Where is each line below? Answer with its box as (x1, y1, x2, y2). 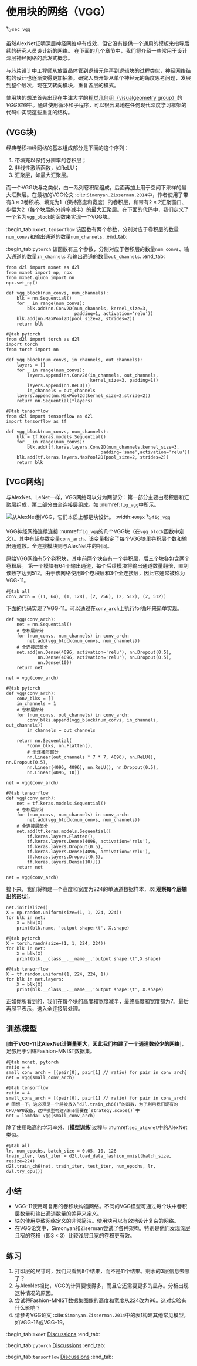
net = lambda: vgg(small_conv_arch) (6, 1113, 96, 1119)
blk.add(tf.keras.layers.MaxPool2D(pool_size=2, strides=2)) (16, 454, 169, 460)
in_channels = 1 (16, 700, 57, 707)
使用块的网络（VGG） (6, 5, 111, 19)
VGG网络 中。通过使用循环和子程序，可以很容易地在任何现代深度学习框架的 (6, 101, 187, 109)
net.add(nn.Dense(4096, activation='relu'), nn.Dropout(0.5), (16, 649, 172, 655)
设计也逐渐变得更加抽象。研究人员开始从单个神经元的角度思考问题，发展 (16, 74, 191, 81)
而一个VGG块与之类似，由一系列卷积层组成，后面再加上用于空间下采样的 (6, 184, 182, 191)
